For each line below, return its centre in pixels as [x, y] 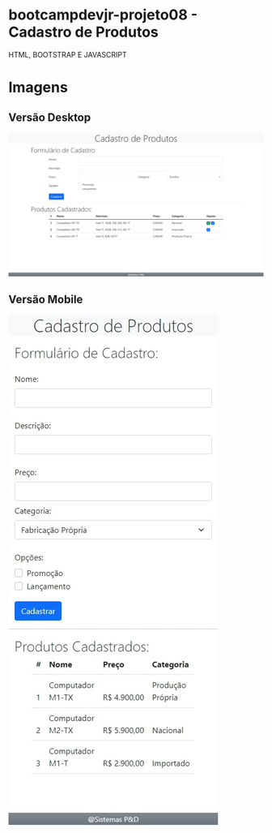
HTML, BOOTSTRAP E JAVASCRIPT [68, 54]
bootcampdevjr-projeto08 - [103, 15]
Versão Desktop [50, 117]
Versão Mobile [46, 299]
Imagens [38, 88]
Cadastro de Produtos [84, 32]
